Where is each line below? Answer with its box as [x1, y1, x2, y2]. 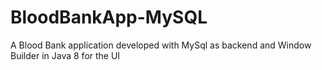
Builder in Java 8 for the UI [10, 49, 121, 61]
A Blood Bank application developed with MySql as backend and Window [10, 39, 312, 51]
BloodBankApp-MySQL [10, 6, 208, 29]
